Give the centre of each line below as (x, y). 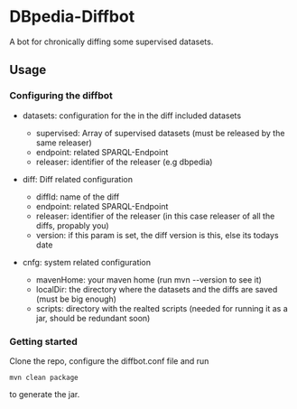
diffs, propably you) (73, 225)
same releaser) (64, 143)
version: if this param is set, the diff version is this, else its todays (157, 235)
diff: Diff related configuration (78, 179)
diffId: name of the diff (78, 197)
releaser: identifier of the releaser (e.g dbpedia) (124, 162)
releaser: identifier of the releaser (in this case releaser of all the (155, 216)
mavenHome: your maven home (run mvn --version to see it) (148, 279)
